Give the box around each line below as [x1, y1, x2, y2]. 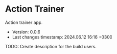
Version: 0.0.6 [12, 29, 41, 35]
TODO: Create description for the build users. [5, 43, 97, 49]
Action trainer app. [5, 19, 43, 25]
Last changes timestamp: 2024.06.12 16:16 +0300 [12, 34, 113, 40]
